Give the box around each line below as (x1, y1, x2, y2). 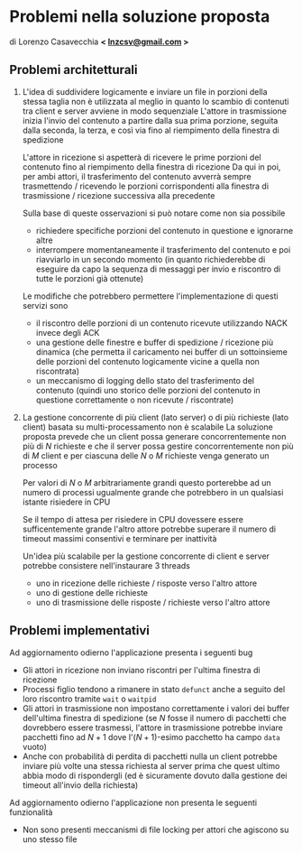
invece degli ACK (35, 327, 100, 338)
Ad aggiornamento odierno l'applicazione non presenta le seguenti (9, 797, 258, 808)
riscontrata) (35, 366, 79, 376)
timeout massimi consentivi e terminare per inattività (22, 532, 217, 543)
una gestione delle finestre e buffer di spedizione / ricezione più (35, 337, 274, 347)
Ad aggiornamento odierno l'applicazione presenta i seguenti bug (9, 647, 253, 658)
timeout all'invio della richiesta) (22, 779, 139, 791)
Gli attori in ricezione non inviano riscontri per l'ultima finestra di (22, 664, 261, 675)
